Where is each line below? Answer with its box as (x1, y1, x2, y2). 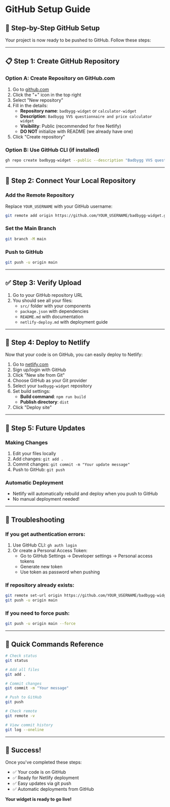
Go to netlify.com (12, 362, 49, 368)
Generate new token (20, 564, 63, 570)
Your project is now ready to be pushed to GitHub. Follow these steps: (5, 37, 151, 43)
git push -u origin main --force (5, 621, 76, 626)
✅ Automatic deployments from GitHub (12, 786, 95, 792)
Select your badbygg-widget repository (12, 383, 92, 389)
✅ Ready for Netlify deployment (12, 775, 79, 781)
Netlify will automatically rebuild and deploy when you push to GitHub (12, 490, 158, 497)
